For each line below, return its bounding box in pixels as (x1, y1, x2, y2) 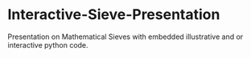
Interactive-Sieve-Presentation (7, 6, 220, 24)
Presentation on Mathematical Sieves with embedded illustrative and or (7, 32, 244, 41)
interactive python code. (7, 40, 89, 49)
